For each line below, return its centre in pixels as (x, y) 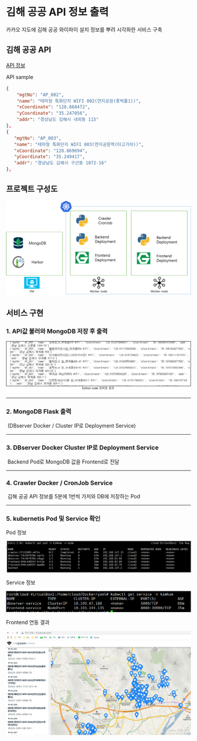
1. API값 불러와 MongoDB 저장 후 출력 (57, 331)
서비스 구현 (25, 313)
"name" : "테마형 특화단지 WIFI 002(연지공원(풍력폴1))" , (79, 101)
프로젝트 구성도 (32, 189)
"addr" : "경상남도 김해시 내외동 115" (58, 120)
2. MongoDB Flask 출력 (39, 412)
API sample (20, 77)
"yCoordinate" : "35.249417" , (49, 157)
